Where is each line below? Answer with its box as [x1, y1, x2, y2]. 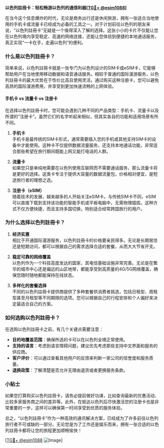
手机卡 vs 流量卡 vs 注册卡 [5, 95, 58, 101]
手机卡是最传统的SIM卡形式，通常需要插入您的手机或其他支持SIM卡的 [12, 136, 152, 142]
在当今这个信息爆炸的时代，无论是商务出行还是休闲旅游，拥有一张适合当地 [5, 15, 155, 21]
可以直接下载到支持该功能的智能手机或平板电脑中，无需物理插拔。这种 [12, 200, 154, 205]
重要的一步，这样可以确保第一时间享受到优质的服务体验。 [9, 405, 125, 411]
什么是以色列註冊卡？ [5, 53, 55, 60]
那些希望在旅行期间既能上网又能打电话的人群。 [16, 148, 111, 154]
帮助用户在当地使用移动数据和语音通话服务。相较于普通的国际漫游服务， [5, 71, 150, 77]
